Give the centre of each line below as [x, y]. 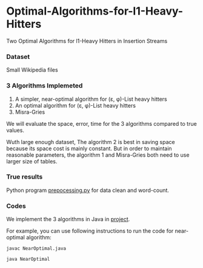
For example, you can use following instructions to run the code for [90, 231]
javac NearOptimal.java [36, 249]
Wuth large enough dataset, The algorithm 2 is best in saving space [91, 142]
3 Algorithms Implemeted [45, 86]
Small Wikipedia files [32, 70]
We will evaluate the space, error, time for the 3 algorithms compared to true [101, 123]
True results [25, 177]
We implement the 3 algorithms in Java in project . [68, 219]
